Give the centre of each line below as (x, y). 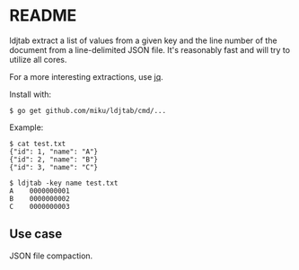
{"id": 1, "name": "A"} (54, 152)
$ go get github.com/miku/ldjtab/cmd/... (88, 110)
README (43, 16)
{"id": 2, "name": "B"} (54, 159)
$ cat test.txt (38, 144)
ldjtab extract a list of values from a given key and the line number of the (143, 40)
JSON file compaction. (51, 256)
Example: (26, 127)
